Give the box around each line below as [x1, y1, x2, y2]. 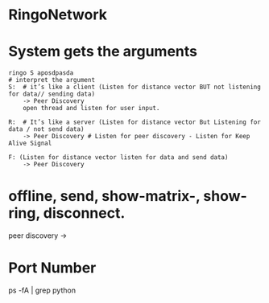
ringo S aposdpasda [8, 69, 74, 77]
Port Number [8, 259, 97, 277]
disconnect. [43, 204, 126, 223]
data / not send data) [8, 125, 85, 133]
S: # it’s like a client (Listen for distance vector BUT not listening [8, 83, 262, 92]
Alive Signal [8, 139, 52, 148]
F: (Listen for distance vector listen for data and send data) [8, 154, 229, 162]
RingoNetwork [8, 6, 107, 24]
